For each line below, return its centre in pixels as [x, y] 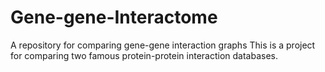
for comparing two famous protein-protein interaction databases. [144, 55]
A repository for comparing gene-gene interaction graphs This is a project [163, 45]
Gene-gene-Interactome [114, 17]
